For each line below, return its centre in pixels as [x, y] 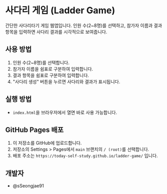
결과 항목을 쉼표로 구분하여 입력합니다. [51, 75]
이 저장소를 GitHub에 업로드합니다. [47, 143]
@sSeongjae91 [28, 186]
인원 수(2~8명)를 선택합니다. [41, 62]
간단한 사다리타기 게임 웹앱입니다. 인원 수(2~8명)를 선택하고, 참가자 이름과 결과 [84, 25]
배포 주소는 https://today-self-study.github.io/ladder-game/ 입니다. [85, 156]
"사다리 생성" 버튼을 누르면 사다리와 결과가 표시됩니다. [66, 81]
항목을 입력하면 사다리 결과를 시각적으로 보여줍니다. [56, 31]
